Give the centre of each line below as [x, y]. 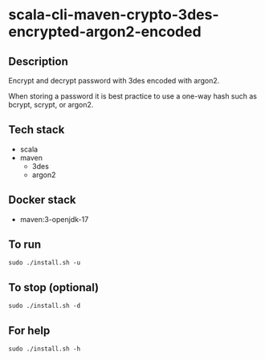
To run [25, 245]
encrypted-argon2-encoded [105, 32]
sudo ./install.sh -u [45, 263]
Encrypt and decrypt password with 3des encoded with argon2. [114, 81]
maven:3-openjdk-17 [54, 219]
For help [29, 330]
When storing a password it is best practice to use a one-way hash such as [133, 96]
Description [38, 61]
